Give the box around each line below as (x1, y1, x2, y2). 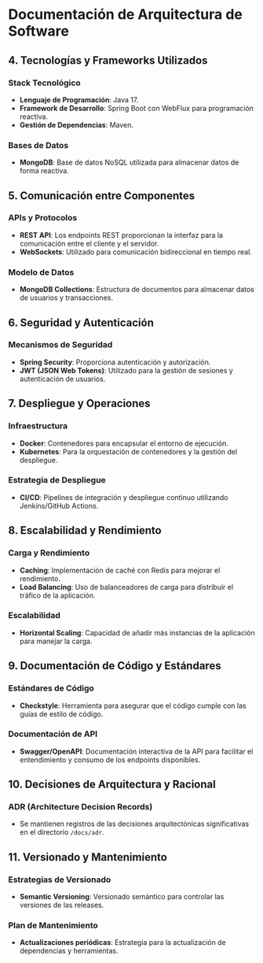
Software (8, 22, 69, 40)
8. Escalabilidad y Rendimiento (8, 524, 163, 537)
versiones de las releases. (19, 900, 104, 910)
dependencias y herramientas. (19, 946, 119, 956)
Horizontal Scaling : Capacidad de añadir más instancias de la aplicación (19, 628, 255, 637)
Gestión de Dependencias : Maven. (19, 120, 134, 129)
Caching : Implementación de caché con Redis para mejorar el (19, 565, 221, 575)
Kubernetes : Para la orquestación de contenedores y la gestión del (19, 446, 238, 456)
